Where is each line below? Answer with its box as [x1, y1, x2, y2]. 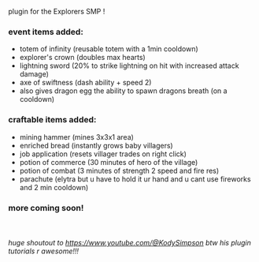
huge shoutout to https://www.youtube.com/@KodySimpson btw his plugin [8, 238, 252, 248]
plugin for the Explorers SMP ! [8, 7, 105, 16]
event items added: [8, 26, 84, 37]
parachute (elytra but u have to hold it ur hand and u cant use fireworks [19, 174, 251, 184]
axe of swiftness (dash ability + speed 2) [19, 78, 152, 88]
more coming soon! [8, 202, 84, 213]
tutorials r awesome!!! [8, 246, 80, 256]
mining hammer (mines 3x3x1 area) [19, 132, 134, 141]
